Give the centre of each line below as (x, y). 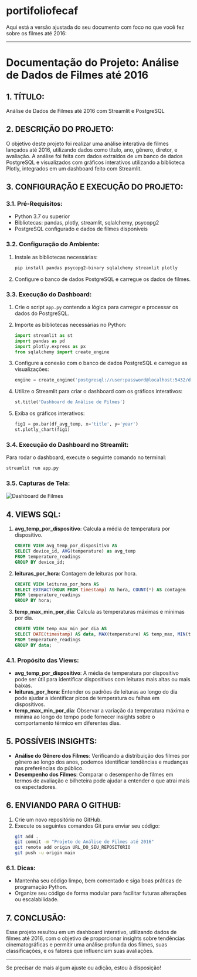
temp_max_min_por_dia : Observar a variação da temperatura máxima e (102, 710)
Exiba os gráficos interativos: (50, 413)
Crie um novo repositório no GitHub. (58, 819)
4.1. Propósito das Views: (43, 660)
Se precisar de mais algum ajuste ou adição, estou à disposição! (84, 968)
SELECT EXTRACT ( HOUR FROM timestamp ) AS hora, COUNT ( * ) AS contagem (100, 590)
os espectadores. (35, 787)
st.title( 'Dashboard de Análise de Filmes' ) (70, 402)
